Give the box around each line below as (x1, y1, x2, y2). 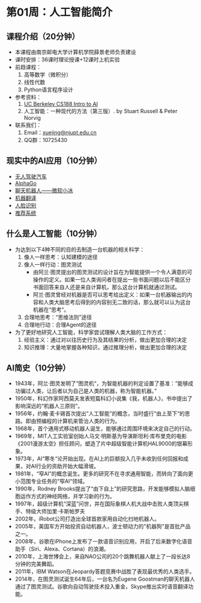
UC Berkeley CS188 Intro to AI (23, 100, 98, 107)
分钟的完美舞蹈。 (14, 560, 58, 567)
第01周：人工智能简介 (6, 5, 113, 19)
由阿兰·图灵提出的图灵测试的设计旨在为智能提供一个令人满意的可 (32, 268, 193, 276)
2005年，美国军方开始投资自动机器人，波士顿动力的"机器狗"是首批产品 (14, 523, 191, 530)
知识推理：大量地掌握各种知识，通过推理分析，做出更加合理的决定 (23, 344, 187, 351)
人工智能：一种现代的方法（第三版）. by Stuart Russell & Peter (23, 108, 178, 114)
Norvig (23, 114, 41, 121)
